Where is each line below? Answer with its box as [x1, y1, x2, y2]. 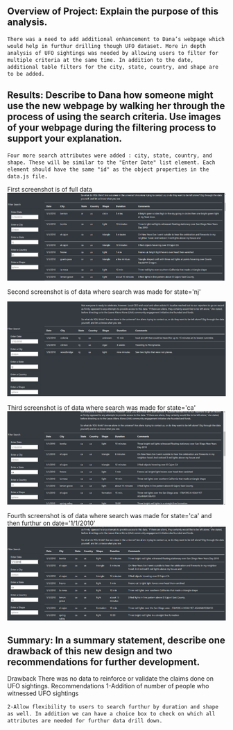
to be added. [7, 70, 45, 77]
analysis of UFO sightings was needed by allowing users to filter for [7, 49, 218, 56]
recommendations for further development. [7, 656, 200, 667]
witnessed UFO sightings [7, 689, 79, 697]
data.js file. [7, 173, 49, 180]
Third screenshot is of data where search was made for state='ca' [7, 404, 196, 412]
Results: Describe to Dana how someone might [7, 90, 214, 101]
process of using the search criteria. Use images [7, 111, 221, 123]
